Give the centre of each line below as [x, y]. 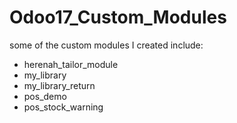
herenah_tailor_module [71, 64]
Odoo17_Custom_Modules [118, 17]
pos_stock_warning [63, 107]
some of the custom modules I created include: [106, 45]
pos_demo [45, 96]
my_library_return [59, 85]
